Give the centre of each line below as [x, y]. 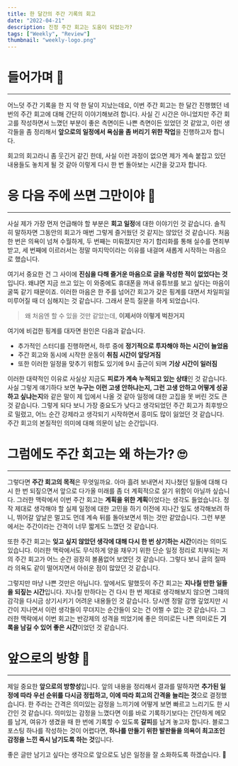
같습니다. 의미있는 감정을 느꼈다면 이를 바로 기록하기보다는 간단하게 [121, 713]
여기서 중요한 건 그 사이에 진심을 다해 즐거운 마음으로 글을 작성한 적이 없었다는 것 [118, 274]
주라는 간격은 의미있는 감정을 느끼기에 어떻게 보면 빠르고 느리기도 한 [129, 704]
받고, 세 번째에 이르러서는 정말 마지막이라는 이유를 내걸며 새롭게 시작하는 [107, 250]
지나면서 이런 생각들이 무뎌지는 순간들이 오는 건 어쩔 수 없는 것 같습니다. [119, 609]
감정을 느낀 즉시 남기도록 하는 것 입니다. [61, 739]
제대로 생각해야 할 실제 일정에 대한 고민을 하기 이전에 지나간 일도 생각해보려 [119, 509]
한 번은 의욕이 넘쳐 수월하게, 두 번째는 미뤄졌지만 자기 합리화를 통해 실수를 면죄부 [119, 241]
